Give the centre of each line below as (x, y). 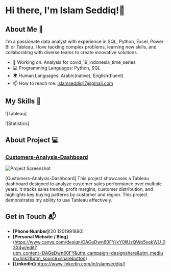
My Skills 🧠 (23, 101)
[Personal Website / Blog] (40, 237)
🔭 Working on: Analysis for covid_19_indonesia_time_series (74, 62)
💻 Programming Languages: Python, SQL (56, 68)
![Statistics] (17, 123)
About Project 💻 (32, 140)
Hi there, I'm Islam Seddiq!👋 (65, 10)
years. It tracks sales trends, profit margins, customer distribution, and (79, 189)
